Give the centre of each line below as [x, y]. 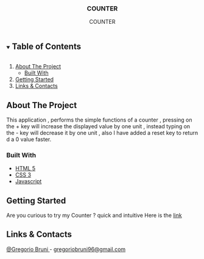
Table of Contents [46, 46]
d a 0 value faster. [29, 139]
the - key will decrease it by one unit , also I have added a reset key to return [102, 133]
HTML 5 [25, 169]
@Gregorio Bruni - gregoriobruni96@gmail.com [66, 249]
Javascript [28, 181]
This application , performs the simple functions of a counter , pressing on [100, 120]
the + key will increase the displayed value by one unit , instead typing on [98, 126]
